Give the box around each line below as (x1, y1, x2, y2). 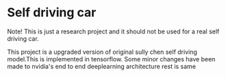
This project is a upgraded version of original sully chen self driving (7, 48, 197, 56)
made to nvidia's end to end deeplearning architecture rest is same (7, 62, 197, 70)
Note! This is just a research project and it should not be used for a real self (7, 27, 220, 35)
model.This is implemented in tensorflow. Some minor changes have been (7, 55, 216, 63)
